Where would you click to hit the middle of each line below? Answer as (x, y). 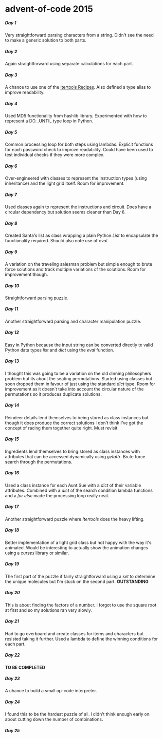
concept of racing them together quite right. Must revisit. (62, 428)
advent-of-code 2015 (49, 9)
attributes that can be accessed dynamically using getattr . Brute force (75, 456)
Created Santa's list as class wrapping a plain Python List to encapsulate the (81, 235)
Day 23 (13, 679)
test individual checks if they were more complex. (55, 155)
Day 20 (13, 593)
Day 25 (12, 731)
